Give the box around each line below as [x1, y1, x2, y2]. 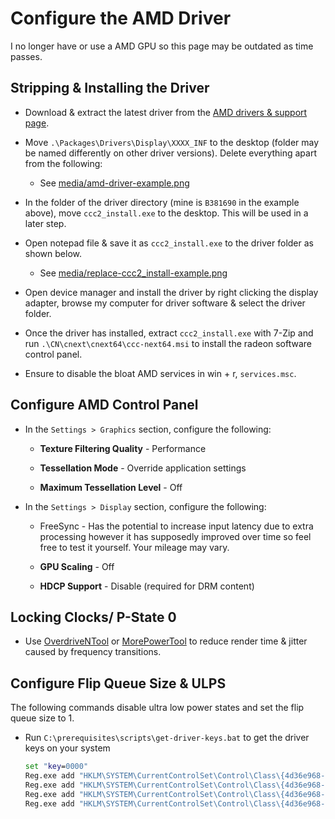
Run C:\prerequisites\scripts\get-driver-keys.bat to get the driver [24, 732, 310, 744]
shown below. [24, 247, 82, 259]
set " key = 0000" [24, 762, 89, 772]
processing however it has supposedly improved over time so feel [39, 530, 312, 542]
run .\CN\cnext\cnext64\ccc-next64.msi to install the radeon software [24, 337, 313, 349]
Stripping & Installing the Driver [10, 80, 210, 97]
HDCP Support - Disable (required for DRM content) [39, 580, 255, 592]
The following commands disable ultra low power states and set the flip [10, 702, 305, 714]
